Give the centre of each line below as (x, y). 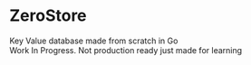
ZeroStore (48, 16)
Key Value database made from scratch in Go (94, 41)
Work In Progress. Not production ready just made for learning (126, 50)
